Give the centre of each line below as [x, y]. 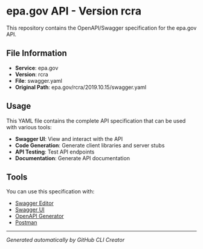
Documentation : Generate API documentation [72, 158]
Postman [26, 222]
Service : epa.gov [37, 68]
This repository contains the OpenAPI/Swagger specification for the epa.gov [101, 28]
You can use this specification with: [50, 192]
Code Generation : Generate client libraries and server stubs [90, 145]
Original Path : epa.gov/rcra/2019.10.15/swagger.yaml [81, 87]
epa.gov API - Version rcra [74, 11]
